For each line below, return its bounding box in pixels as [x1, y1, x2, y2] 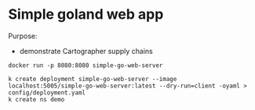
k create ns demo [8, 95, 65, 103]
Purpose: [8, 31, 38, 41]
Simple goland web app [8, 5, 164, 23]
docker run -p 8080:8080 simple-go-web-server [8, 61, 163, 69]
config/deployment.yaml [8, 88, 86, 97]
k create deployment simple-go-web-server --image [8, 75, 177, 83]
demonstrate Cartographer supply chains [19, 46, 153, 55]
